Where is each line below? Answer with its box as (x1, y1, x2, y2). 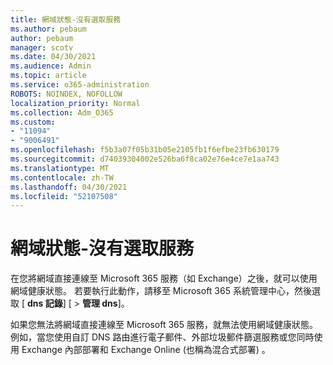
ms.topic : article (10, 71, 87, 81)
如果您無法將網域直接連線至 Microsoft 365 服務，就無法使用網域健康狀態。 (10, 319, 318, 331)
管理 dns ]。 (81, 297, 130, 310)
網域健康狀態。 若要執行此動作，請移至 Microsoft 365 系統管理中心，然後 (10, 285, 312, 297)
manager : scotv (10, 42, 74, 53)
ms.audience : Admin (10, 61, 92, 71)
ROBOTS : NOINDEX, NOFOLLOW (10, 89, 123, 99)
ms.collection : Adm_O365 (10, 107, 114, 118)
